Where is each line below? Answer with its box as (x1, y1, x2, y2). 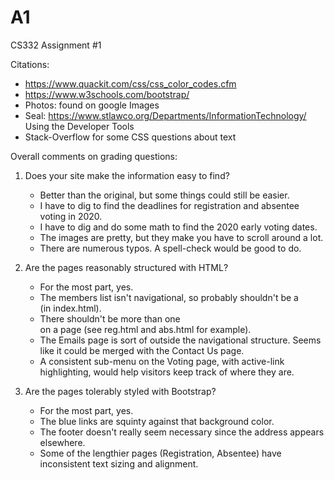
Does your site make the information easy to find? (24, 169, 230, 181)
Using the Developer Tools (24, 120, 135, 132)
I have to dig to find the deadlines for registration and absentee (39, 199, 300, 211)
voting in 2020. (39, 210, 103, 222)
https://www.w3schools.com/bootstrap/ (24, 88, 190, 100)
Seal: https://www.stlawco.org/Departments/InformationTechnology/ (24, 109, 307, 121)
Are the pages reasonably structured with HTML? (24, 261, 229, 273)
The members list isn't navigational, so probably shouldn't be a (39, 291, 299, 303)
